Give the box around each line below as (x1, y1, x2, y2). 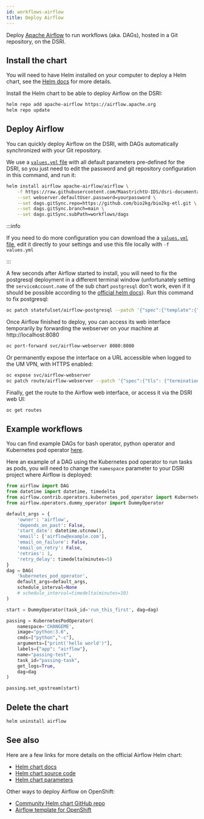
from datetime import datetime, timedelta (6, 489, 115, 495)
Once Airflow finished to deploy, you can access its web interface (6, 318, 171, 326)
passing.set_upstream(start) (6, 685, 80, 691)
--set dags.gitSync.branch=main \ (17, 206, 104, 212)
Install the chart (6, 55, 67, 66)
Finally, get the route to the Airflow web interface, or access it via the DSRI (6, 389, 192, 396)
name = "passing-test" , (17, 652, 72, 658)
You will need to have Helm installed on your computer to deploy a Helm (6, 71, 187, 79)
